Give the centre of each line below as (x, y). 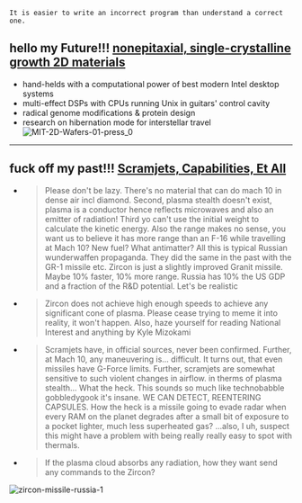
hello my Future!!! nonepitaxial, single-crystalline (151, 48)
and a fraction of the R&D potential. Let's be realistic (141, 286)
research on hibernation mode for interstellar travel (116, 122)
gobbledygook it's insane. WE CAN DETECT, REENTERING (153, 397)
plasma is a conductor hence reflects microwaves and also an (159, 209)
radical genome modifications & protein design (109, 112)
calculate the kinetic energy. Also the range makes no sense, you (165, 229)
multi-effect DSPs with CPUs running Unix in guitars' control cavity (146, 103)
